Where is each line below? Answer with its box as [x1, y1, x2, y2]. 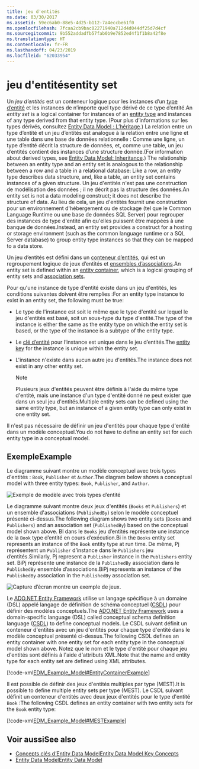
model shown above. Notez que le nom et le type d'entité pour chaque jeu [7, 645, 188, 652]
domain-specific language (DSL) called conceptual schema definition [7, 613, 176, 621]
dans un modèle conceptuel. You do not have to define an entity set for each [7, 428, 192, 435]
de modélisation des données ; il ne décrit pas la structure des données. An [7, 186, 190, 193]
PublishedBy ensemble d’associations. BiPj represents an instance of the [7, 566, 181, 573]
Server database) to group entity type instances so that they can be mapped [7, 236, 194, 243]
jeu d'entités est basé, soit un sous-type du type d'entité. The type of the [15, 314, 192, 321]
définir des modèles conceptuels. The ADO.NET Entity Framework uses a [7, 608, 184, 615]
